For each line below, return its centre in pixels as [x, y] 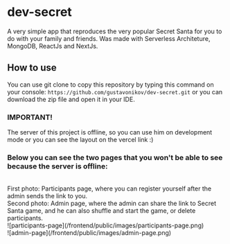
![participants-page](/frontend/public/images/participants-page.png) [106, 225]
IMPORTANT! [30, 117]
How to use [32, 68]
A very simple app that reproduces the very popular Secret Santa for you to [115, 31]
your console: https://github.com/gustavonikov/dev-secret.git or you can [115, 91]
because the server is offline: [57, 166]
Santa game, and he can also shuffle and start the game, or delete [101, 211]
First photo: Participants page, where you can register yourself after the [109, 189]
